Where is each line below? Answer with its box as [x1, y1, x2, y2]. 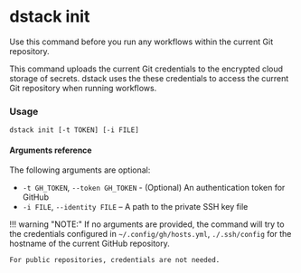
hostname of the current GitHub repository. [9, 238, 170, 249]
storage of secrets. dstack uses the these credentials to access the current [9, 72, 289, 83]
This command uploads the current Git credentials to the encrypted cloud [9, 63, 283, 74]
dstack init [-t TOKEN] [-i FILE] [9, 126, 140, 135]
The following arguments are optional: [9, 165, 151, 175]
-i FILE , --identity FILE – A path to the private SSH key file [22, 202, 249, 212]
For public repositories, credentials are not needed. [9, 256, 221, 265]
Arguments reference [9, 145, 92, 155]
